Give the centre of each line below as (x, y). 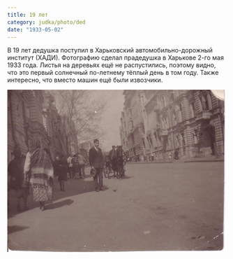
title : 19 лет (28, 15)
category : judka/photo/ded (46, 22)
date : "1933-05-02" (36, 29)
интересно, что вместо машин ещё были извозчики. (85, 80)
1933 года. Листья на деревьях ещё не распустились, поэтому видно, (112, 65)
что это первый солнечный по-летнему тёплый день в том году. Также (113, 73)
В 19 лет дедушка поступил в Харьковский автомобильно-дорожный (110, 50)
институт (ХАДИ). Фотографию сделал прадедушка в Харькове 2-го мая (116, 58)
